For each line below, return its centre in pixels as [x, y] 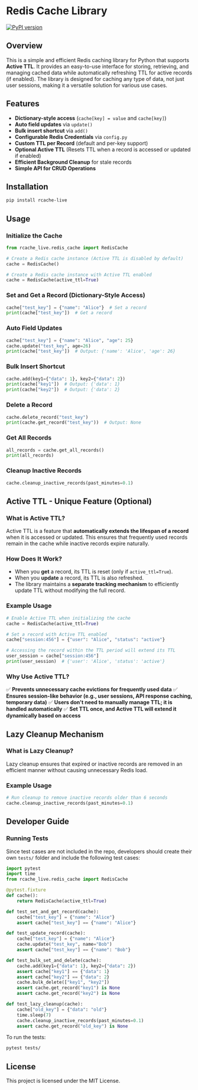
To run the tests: [26, 1037]
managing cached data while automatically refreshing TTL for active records [99, 73]
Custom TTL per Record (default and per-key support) [81, 143]
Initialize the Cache [34, 236]
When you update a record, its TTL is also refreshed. [79, 578]
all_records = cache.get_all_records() [55, 450]
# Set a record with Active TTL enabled [57, 634]
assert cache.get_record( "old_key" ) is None [72, 1026]
